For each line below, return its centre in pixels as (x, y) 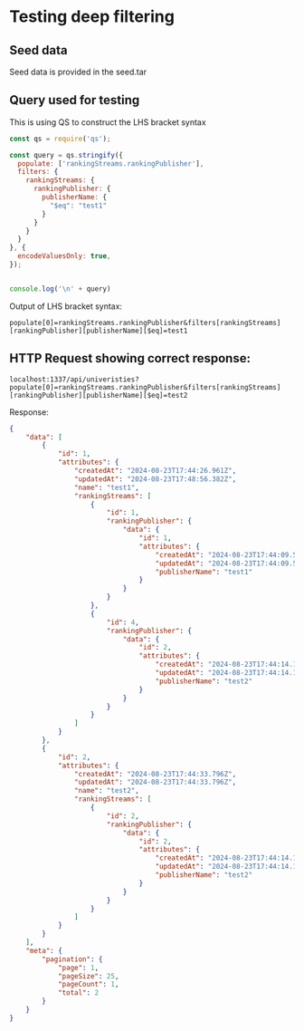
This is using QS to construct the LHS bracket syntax (108, 122)
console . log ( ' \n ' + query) (60, 289)
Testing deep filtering (92, 17)
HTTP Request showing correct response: (130, 358)
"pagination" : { (72, 959)
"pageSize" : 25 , (88, 976)
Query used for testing (75, 100)
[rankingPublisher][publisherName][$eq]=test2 (99, 395)
